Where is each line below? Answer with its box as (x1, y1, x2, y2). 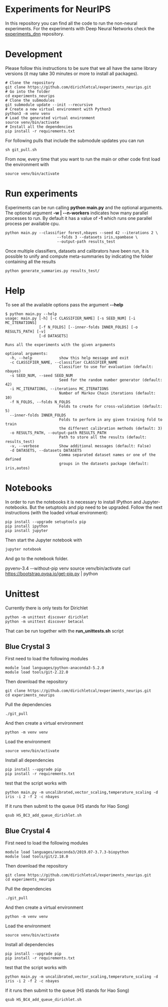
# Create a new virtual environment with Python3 (5, 107, 111, 112)
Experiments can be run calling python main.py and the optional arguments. (5, 204, 163, 210)
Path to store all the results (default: (59, 434, 147, 440)
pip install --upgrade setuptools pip (5, 519, 86, 524)
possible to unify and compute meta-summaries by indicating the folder (5, 253, 153, 259)
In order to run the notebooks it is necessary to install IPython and (5, 499, 141, 505)
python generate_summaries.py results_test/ (5, 268, 100, 273)
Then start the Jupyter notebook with (5, 537, 82, 543)
